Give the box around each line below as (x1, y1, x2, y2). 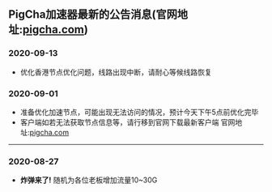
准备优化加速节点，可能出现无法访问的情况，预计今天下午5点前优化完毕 (19, 107, 259, 117)
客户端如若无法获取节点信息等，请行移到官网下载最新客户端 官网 (19, 117, 236, 127)
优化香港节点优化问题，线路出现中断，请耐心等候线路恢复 (19, 67, 212, 77)
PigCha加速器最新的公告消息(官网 (8, 7, 178, 22)
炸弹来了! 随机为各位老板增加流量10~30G (19, 175, 158, 185)
